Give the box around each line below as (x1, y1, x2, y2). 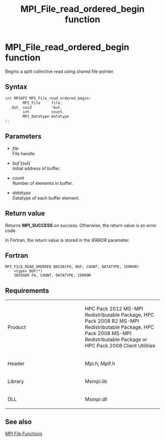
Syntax (5, 83, 27, 91)
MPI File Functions (5, 431, 43, 437)
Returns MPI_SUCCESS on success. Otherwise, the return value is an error (5, 222, 157, 228)
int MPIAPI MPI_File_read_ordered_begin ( (5, 96, 91, 101)
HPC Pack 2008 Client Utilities (85, 342, 156, 349)
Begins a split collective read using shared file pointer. (5, 68, 114, 74)
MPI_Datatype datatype (23, 114, 69, 119)
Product (7, 324, 26, 331)
